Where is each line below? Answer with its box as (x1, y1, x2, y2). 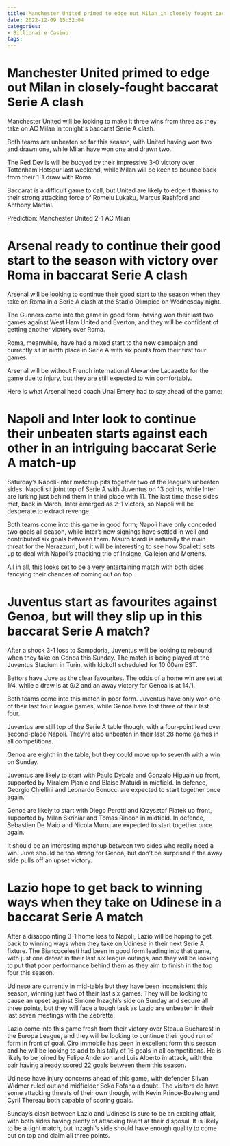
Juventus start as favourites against (7, 594, 218, 610)
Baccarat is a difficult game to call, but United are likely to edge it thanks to (7, 186, 219, 194)
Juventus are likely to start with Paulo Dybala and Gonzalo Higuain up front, (7, 771, 220, 779)
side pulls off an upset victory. (7, 856, 92, 864)
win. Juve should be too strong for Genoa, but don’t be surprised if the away (7, 849, 223, 857)
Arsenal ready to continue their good (7, 238, 221, 254)
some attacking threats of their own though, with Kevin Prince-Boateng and (7, 1088, 220, 1097)
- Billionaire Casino (7, 29, 69, 36)
